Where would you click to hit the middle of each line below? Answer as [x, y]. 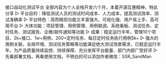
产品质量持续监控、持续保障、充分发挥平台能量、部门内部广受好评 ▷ [88, 50]
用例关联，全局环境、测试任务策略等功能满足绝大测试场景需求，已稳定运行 [81, 44]
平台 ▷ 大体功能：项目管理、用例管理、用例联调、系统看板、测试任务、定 [84, 26]
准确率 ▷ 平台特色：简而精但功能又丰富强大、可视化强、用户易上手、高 [82, 19]
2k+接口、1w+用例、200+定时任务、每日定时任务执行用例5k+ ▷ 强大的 [86, 38]
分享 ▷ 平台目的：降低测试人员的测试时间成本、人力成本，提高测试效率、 [80, 13]
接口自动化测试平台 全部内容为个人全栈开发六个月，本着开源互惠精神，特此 [82, 7]
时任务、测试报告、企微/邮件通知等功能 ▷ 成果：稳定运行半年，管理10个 [79, 32]
